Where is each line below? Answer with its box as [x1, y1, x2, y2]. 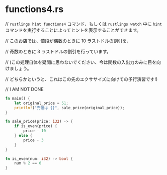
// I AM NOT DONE [5, 86, 44, 92]
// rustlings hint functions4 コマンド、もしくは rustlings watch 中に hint [5, 21, 162, 27]
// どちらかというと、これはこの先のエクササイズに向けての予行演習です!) [5, 76, 158, 82]
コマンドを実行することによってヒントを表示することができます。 [5, 27, 141, 33]
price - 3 [23, 137, 44, 143]
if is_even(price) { [14, 124, 57, 129]
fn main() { [5, 96, 30, 101]
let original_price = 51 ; [14, 101, 69, 106]
